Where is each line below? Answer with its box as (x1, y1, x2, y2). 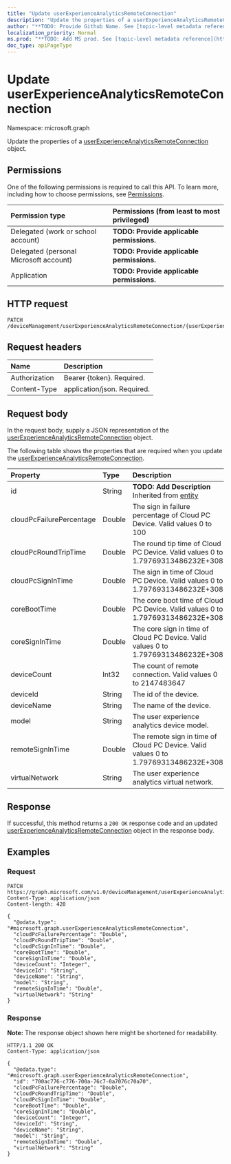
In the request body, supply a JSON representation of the (7, 426, 170, 435)
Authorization (10, 373, 54, 383)
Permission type (10, 211, 66, 220)
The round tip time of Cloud (132, 539, 221, 548)
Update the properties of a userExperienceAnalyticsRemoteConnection (7, 137, 208, 145)
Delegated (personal (10, 246, 77, 256)
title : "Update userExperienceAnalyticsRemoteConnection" (7, 10, 177, 17)
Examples (7, 846, 50, 858)
